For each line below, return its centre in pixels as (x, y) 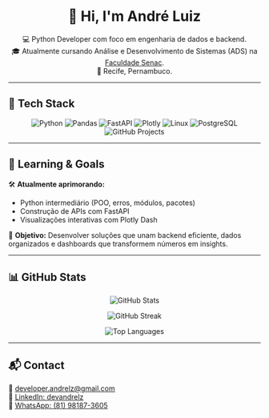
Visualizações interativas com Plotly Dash (88, 219)
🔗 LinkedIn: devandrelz (46, 397)
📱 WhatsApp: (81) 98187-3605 (58, 406)
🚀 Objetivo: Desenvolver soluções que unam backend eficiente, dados (125, 235)
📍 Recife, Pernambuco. (134, 70)
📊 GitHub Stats (47, 277)
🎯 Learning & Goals (56, 165)
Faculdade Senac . (134, 62)
